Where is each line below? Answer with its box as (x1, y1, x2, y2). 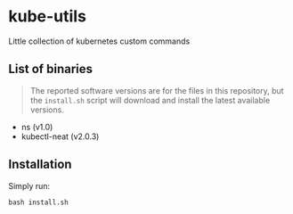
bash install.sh (8, 198, 69, 207)
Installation (8, 157, 72, 172)
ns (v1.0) (20, 121, 53, 132)
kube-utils (8, 6, 86, 27)
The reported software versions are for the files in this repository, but (29, 85, 284, 95)
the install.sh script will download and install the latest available (29, 95, 271, 105)
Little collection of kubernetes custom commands (8, 36, 191, 46)
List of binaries (8, 62, 93, 77)
